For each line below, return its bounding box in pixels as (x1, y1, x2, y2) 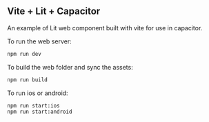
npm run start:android (7, 108, 72, 116)
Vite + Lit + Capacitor (7, 6, 101, 17)
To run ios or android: (7, 89, 68, 97)
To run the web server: (7, 37, 72, 45)
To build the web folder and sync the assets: (7, 63, 133, 71)
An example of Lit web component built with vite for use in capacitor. (7, 23, 203, 32)
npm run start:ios (7, 102, 60, 109)
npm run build (7, 76, 48, 83)
